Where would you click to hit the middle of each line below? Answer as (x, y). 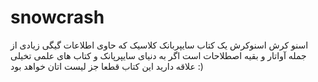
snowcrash (57, 17)
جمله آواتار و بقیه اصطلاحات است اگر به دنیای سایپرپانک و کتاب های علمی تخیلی (158, 55)
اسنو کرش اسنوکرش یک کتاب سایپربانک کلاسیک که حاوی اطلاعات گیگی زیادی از (159, 45)
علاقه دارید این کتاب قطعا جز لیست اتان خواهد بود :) (107, 66)
